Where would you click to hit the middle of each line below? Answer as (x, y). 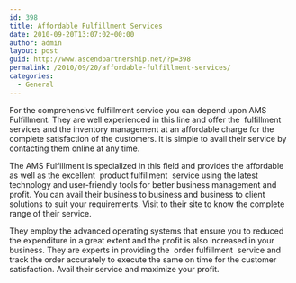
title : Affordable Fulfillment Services (86, 26)
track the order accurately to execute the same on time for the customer (143, 259)
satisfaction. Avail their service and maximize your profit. (114, 269)
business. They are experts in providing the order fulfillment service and (145, 250)
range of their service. (50, 213)
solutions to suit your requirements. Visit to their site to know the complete (147, 204)
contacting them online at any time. (75, 148)
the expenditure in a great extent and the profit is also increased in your (142, 240)
